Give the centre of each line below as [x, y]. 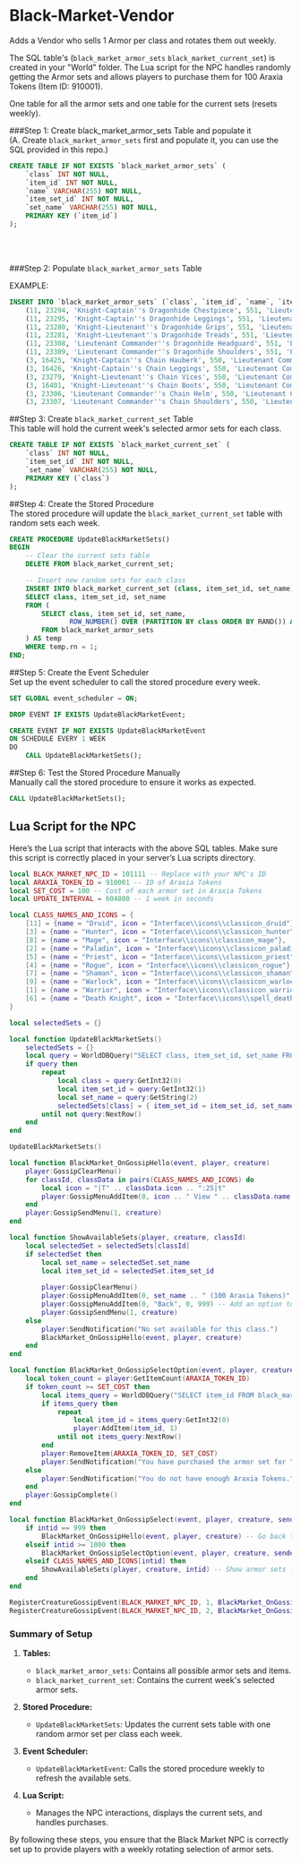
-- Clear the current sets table [88, 556]
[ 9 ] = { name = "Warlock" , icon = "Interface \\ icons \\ [128, 982]
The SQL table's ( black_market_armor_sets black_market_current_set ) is [142, 57]
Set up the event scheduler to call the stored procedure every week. [135, 682]
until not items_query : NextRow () [119, 1437]
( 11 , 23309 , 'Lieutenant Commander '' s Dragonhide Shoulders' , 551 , [154, 352]
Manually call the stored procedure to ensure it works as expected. [133, 782]
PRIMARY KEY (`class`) [68, 478]
